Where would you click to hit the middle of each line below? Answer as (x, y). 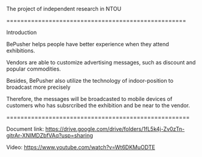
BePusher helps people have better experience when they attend (88, 44)
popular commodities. (34, 69)
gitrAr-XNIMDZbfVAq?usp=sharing (50, 135)
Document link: (25, 129)
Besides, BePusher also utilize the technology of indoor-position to (90, 81)
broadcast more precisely (39, 87)
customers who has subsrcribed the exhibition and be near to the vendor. (98, 105)
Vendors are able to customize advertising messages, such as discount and (101, 62)
